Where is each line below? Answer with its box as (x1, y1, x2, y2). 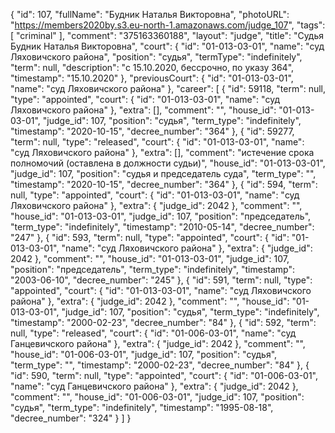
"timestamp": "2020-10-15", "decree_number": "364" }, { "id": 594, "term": (10, 179, 318, 190)
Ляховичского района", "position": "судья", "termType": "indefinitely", (10, 51, 303, 63)
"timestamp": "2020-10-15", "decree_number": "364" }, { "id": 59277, (10, 125, 295, 137)
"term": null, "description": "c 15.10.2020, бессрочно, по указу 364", (10, 62, 295, 73)
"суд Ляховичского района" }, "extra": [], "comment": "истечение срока (10, 147, 315, 158)
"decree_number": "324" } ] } (10, 412, 132, 424)
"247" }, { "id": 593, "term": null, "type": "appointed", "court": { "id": (10, 232, 290, 243)
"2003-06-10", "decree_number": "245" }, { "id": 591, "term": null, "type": (10, 274, 313, 286)
